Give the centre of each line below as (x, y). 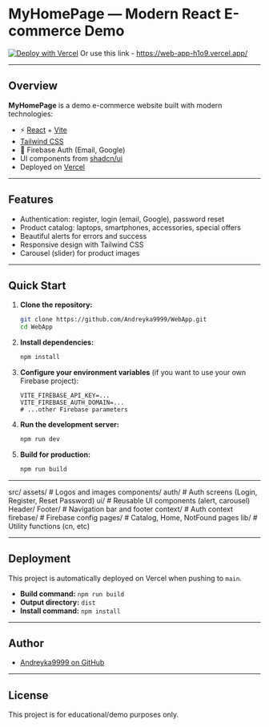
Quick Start (37, 285)
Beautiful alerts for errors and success (83, 236)
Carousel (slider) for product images (80, 252)
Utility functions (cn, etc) (49, 526)
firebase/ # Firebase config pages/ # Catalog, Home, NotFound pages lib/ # (133, 517)
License (28, 695)
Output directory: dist (58, 602)
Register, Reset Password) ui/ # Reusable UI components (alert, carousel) (129, 500)
